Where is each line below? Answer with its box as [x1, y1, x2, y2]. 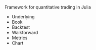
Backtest [11, 24, 30, 30]
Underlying [11, 14, 35, 19]
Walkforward [11, 30, 38, 35]
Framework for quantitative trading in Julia [4, 4, 91, 10]
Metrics [11, 35, 28, 41]
